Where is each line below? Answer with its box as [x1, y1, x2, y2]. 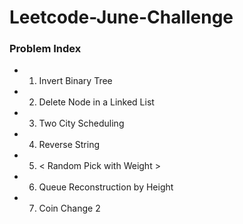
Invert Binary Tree [38, 75, 113, 87]
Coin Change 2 [38, 202, 101, 215]
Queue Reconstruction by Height [38, 181, 174, 193]
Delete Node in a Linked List [38, 96, 155, 108]
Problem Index [9, 42, 82, 56]
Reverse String [38, 139, 101, 151]
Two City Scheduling [38, 117, 125, 130]
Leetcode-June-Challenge [9, 6, 234, 29]
